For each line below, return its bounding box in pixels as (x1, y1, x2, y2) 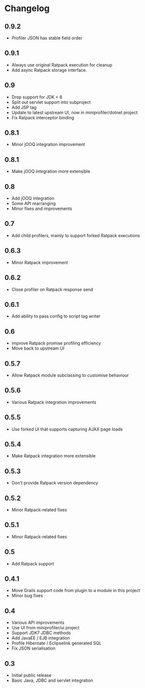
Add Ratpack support (11, 560, 54, 566)
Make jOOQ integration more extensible (11, 168, 90, 175)
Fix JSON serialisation (11, 645, 56, 651)
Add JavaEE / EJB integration (11, 635, 70, 641)
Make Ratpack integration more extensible (11, 453, 96, 459)
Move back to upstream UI (11, 345, 65, 352)
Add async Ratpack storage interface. (11, 67, 87, 73)
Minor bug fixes (11, 592, 43, 599)
